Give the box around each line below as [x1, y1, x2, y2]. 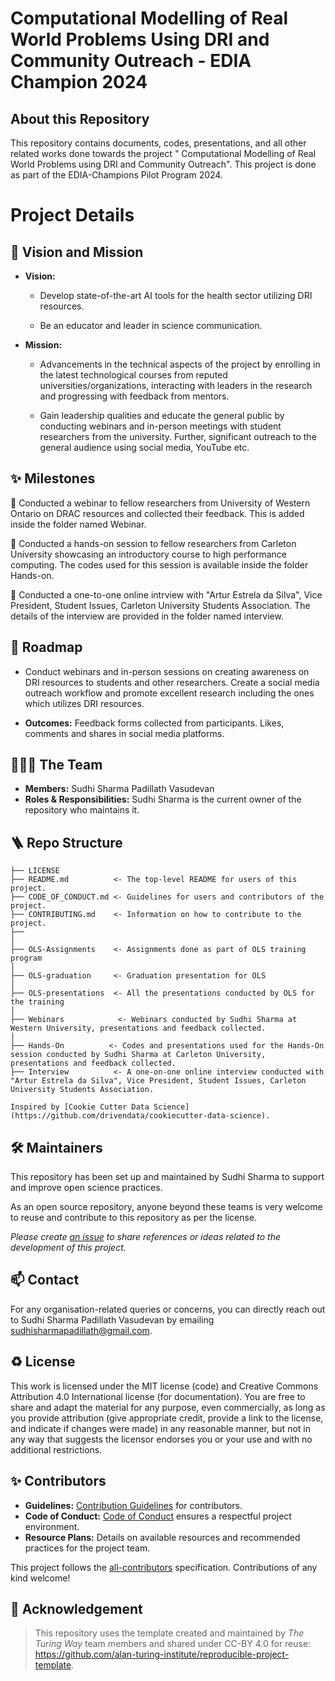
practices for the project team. [24, 1542, 151, 1554]
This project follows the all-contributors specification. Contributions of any [10, 1561, 318, 1573]
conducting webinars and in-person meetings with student [39, 420, 282, 432]
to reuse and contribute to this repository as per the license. [10, 1212, 258, 1224]
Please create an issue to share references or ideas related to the [10, 1231, 282, 1243]
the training [10, 997, 65, 1007]
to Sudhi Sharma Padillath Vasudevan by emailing [10, 1313, 215, 1326]
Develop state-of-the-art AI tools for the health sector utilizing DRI [39, 290, 313, 301]
